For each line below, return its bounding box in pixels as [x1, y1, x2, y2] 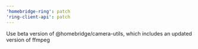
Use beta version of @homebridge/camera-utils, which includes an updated [6, 30, 192, 37]
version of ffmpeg [6, 36, 51, 43]
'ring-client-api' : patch [6, 14, 70, 20]
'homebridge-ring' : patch [6, 8, 70, 15]
